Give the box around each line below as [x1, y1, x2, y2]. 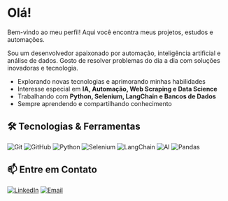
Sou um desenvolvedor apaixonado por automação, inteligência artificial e [7, 49, 221, 57]
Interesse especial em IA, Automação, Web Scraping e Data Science [17, 84, 218, 93]
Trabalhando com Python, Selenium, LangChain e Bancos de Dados [17, 92, 217, 100]
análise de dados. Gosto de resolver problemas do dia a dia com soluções [7, 56, 220, 64]
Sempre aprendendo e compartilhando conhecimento [17, 99, 173, 107]
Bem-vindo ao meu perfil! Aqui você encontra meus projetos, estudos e [7, 28, 213, 36]
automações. [7, 35, 45, 43]
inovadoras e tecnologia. [7, 64, 78, 72]
